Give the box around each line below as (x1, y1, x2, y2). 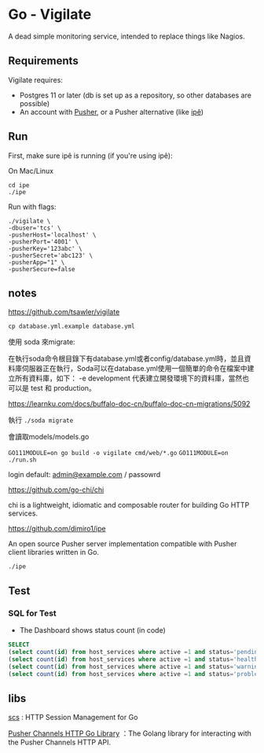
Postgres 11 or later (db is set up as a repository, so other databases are (19, 90, 251, 100)
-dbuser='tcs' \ (8, 224, 61, 232)
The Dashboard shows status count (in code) (19, 626, 167, 635)
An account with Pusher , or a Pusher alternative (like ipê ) (19, 107, 204, 116)
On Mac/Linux (8, 166, 53, 175)
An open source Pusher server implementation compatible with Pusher (8, 539, 237, 549)
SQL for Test (8, 608, 57, 619)
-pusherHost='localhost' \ (8, 230, 97, 239)
